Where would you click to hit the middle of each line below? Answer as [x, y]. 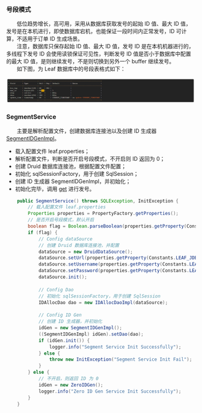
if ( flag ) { [43, 232]
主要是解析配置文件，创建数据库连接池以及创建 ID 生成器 [87, 131]
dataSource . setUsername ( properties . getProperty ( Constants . [114, 264]
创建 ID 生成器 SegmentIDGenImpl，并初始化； [73, 181]
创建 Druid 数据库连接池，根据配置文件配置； [71, 166]
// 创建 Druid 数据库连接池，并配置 [79, 245]
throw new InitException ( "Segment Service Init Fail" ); [121, 359]
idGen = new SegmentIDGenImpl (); [80, 328]
